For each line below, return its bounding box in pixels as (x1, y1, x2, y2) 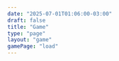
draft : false (7, 17, 46, 24)
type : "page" (7, 29, 46, 37)
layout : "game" (7, 36, 52, 43)
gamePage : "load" (7, 43, 59, 50)
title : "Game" (7, 23, 50, 30)
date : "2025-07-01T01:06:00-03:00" (7, 10, 113, 18)
